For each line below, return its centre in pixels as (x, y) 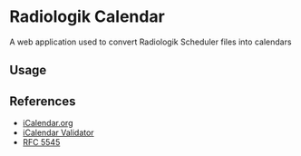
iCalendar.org (48, 123)
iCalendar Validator (58, 132)
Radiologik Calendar (87, 17)
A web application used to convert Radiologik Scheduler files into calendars (150, 42)
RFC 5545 (41, 142)
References (43, 101)
